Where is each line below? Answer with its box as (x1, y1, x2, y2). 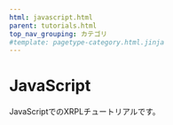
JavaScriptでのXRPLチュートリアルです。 (9, 106, 161, 117)
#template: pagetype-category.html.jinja (9, 37, 165, 47)
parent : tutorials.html (9, 21, 98, 30)
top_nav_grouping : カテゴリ (9, 29, 108, 38)
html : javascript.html (9, 12, 93, 22)
